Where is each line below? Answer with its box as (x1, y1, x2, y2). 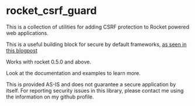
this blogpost (6, 47, 38, 54)
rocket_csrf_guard (6, 4, 97, 17)
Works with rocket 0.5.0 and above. (6, 58, 92, 65)
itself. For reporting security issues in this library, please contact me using (6, 87, 184, 94)
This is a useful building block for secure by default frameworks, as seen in (6, 41, 187, 48)
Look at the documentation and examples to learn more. (6, 69, 141, 76)
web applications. (6, 29, 48, 36)
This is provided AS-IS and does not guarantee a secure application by (6, 80, 176, 88)
